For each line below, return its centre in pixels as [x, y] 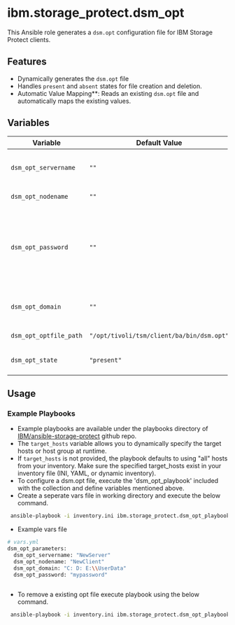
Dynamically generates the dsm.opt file [73, 78]
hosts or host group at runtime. [62, 451]
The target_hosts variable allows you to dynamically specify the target [119, 444]
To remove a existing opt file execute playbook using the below [108, 595]
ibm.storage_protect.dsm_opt [96, 13]
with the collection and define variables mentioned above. [101, 489]
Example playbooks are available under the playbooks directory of [113, 429]
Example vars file [42, 529]
